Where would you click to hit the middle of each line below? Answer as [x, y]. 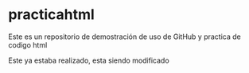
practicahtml [52, 15]
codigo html [28, 44]
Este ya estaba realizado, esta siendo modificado [89, 60]
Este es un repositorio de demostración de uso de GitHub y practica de [124, 36]
